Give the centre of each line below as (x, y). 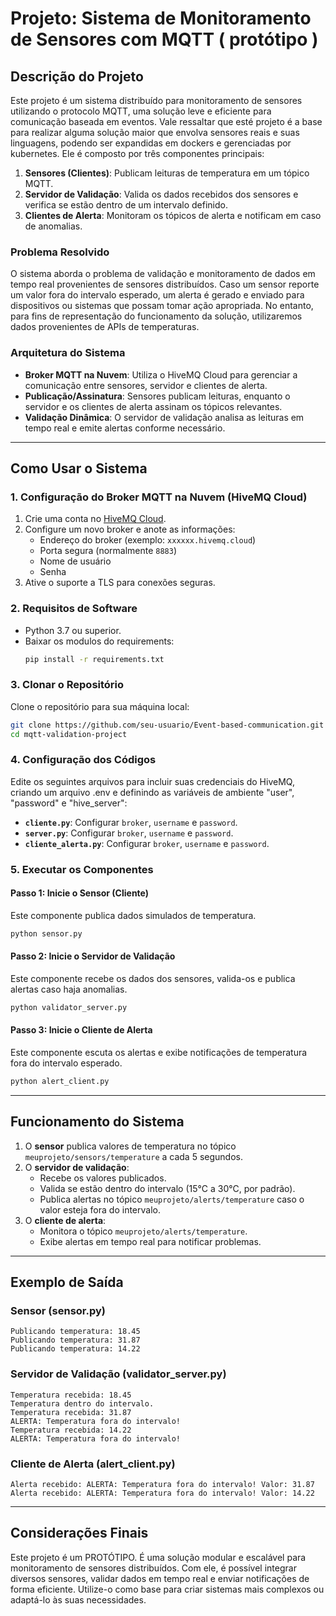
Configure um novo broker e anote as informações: (130, 529)
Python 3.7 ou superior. (73, 630)
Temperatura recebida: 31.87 (71, 1412)
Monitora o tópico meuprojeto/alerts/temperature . (143, 1231)
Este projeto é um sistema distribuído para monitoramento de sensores (156, 100)
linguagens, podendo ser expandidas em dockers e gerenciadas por (151, 143)
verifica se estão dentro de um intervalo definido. (126, 205)
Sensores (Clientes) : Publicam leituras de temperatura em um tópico (167, 173)
